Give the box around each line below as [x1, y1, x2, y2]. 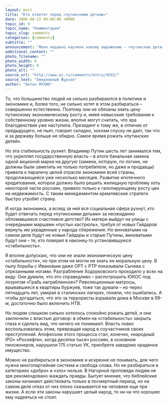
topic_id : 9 [5, 21, 30, 27]
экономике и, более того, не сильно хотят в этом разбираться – [5, 101, 142, 107]
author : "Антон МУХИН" [5, 82, 52, 87]
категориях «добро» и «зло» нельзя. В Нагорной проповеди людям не [5, 367, 156, 373]
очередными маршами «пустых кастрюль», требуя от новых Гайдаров [5, 221, 157, 227]
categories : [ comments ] [5, 36, 55, 41]
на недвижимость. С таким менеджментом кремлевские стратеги [5, 190, 148, 196]
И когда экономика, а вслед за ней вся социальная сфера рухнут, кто [5, 205, 155, 211]
